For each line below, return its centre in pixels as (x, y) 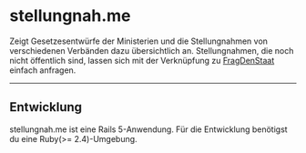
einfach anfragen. (43, 70)
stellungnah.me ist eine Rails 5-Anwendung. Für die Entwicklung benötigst (149, 129)
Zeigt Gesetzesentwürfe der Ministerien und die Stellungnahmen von (139, 41)
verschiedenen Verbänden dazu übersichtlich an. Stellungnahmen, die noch (152, 50)
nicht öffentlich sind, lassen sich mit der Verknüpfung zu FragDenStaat (142, 60)
